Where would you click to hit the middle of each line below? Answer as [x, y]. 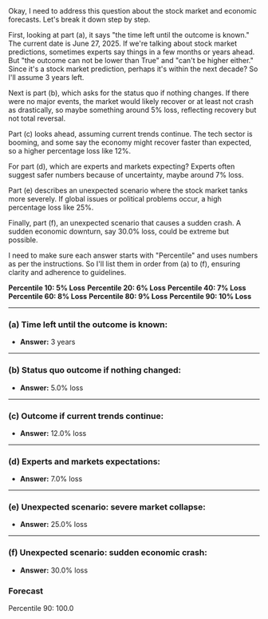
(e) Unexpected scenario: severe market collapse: [107, 507]
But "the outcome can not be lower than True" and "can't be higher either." [131, 60]
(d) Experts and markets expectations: [85, 461]
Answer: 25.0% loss [53, 525]
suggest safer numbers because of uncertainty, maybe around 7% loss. [126, 175]
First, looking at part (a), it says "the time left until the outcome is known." [129, 35]
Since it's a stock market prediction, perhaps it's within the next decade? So [133, 69]
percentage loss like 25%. [51, 207]
